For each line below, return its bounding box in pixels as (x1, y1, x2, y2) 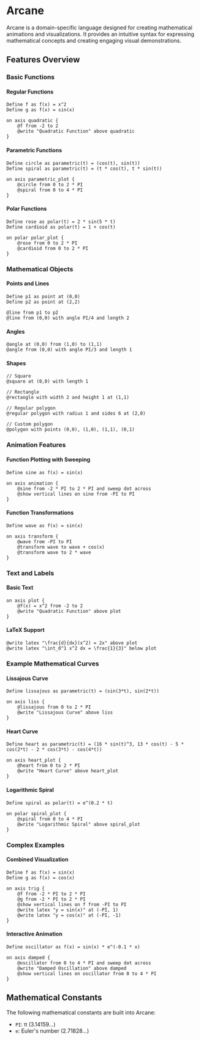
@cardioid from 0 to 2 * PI (17, 245, 88, 251)
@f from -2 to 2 (17, 123, 59, 129)
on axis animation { (6, 480, 59, 486)
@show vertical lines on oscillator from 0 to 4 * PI (17, 970, 157, 976)
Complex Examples (6, 841, 65, 849)
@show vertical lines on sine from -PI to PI (17, 491, 135, 497)
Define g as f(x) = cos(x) (6, 874, 75, 881)
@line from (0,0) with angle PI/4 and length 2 (6, 315, 130, 321)
